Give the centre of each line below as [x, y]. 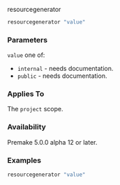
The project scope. [36, 109]
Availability [27, 127]
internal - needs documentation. [65, 69]
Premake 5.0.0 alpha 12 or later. [52, 142]
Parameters [27, 40]
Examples [24, 160]
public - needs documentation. [62, 76]
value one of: [26, 55]
